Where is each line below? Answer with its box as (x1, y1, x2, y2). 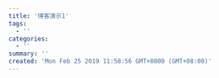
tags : (8, 19, 27, 28)
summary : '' (8, 50, 49, 58)
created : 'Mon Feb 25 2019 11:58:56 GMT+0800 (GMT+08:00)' (8, 58, 213, 66)
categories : (8, 34, 49, 43)
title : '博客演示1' (8, 11, 70, 20)
